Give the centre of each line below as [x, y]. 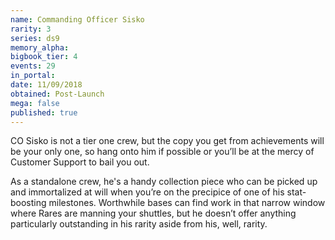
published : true [44, 112]
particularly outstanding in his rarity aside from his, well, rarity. [139, 224]
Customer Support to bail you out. [80, 162]
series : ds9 [35, 38]
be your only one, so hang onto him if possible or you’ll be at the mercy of [162, 152]
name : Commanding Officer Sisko [77, 19]
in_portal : [33, 76]
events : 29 [33, 66]
